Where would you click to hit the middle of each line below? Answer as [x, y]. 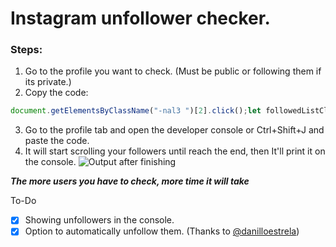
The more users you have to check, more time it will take [130, 181]
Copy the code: [56, 93]
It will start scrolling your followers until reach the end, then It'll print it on [175, 151]
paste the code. [57, 141]
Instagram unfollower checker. [140, 18]
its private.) [48, 82]
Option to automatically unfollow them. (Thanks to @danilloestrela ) [162, 231]
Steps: [26, 50]
